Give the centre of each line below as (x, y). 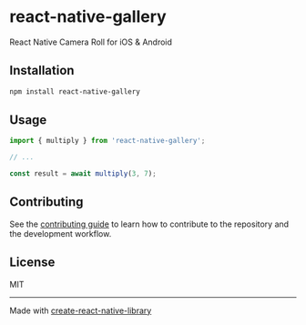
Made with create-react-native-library (81, 310)
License (32, 263)
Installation (42, 71)
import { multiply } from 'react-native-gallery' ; (107, 141)
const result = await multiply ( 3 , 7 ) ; (83, 174)
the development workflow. (61, 233)
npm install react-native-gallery (75, 91)
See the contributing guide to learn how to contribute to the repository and (149, 224)
